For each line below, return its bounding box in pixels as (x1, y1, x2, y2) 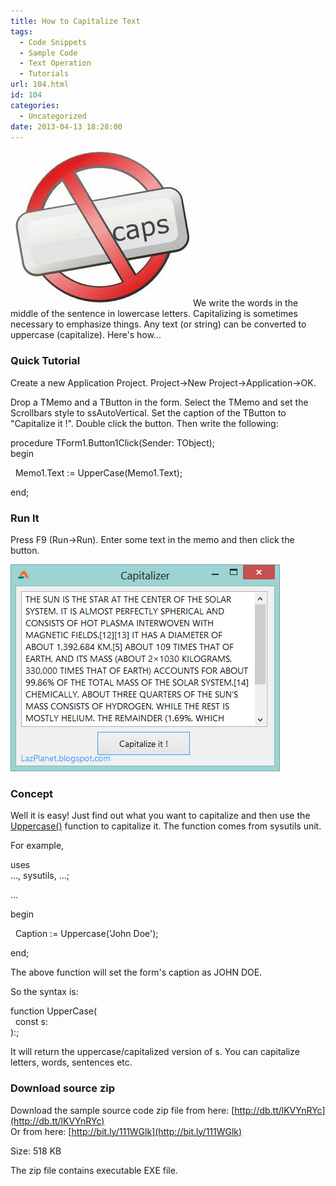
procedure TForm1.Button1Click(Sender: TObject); (10, 436, 216, 449)
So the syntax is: (10, 986, 79, 998)
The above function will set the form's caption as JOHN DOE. (10, 966, 263, 979)
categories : (10, 100, 60, 110)
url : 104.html (10, 80, 70, 90)
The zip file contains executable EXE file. (10, 1164, 178, 1176)
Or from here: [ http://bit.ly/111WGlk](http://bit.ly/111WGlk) (10, 1125, 243, 1137)
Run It (10, 511, 40, 525)
